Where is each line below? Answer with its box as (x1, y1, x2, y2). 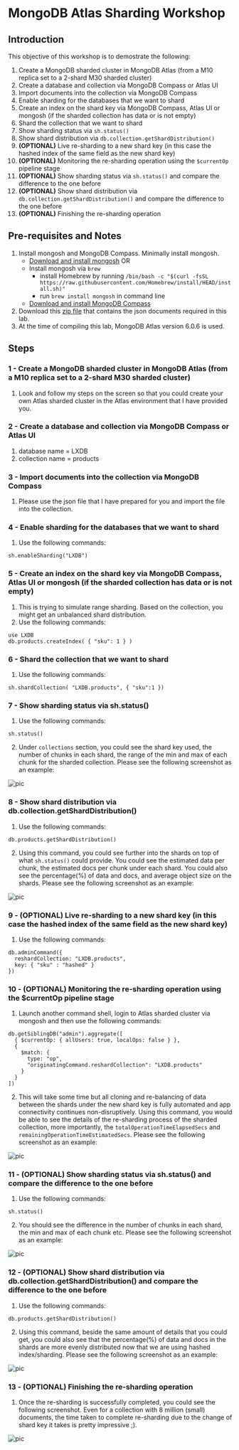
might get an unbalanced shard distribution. (18, 610, 147, 619)
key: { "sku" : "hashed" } (14, 961, 95, 969)
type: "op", (26, 1055, 63, 1062)
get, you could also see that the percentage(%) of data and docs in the (18, 1335, 227, 1343)
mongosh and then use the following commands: (18, 1017, 162, 1025)
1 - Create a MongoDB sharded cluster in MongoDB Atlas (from (8, 364, 228, 374)
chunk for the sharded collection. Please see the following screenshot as (18, 758, 232, 767)
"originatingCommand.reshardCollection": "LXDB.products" (26, 1062, 203, 1069)
